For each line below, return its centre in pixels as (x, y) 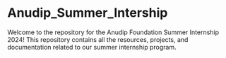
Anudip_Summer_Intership (88, 13)
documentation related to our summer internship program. (92, 47)
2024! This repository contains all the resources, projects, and (98, 39)
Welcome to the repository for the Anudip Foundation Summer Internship (113, 32)
